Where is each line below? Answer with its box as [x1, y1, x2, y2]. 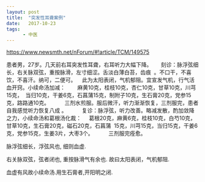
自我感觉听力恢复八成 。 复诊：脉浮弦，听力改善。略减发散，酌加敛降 [6, 107, 195, 114]
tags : [6, 26, 20, 32]
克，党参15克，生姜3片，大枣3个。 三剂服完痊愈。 [6, 129, 146, 137]
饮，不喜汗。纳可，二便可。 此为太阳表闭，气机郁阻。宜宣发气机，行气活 [6, 76, 195, 84]
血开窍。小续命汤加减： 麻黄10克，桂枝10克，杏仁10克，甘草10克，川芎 [6, 84, 196, 92]
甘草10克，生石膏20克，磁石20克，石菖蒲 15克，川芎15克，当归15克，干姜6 [6, 122, 198, 129]
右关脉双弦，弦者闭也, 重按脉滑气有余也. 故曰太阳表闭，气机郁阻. [6, 156, 170, 163]
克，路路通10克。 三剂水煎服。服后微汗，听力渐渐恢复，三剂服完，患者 [6, 99, 199, 107]
